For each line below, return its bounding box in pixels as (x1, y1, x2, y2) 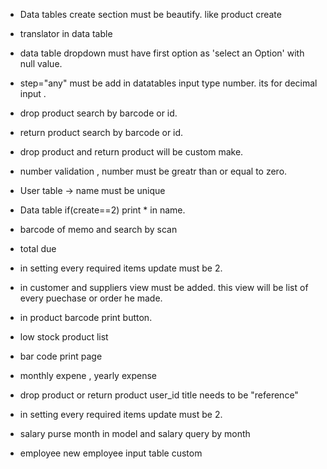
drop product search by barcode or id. (19, 107, 178, 119)
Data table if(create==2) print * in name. (19, 204, 186, 216)
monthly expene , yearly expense (19, 370, 157, 381)
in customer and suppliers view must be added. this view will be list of (19, 282, 309, 293)
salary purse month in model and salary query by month (19, 428, 251, 439)
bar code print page (19, 350, 103, 362)
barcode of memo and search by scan (19, 224, 178, 235)
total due (19, 243, 57, 254)
